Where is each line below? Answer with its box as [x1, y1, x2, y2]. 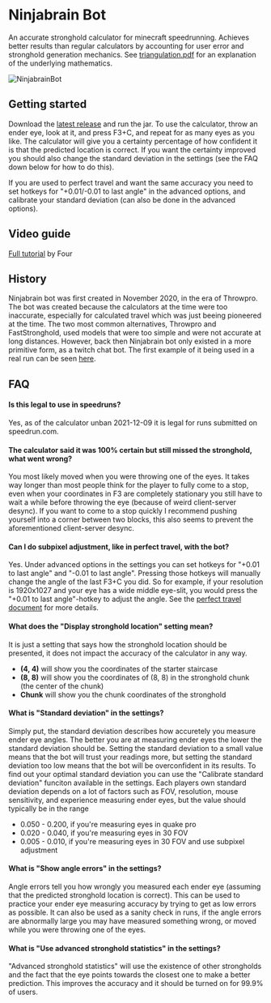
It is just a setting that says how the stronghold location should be [8, 639, 227, 649]
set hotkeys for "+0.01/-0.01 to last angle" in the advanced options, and [8, 186, 246, 196]
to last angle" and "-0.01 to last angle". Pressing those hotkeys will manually [8, 569, 261, 578]
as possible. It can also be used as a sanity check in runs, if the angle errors [8, 907, 261, 917]
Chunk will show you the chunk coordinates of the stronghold [19, 689, 227, 699]
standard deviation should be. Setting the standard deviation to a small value [8, 743, 264, 753]
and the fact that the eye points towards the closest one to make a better [8, 970, 251, 980]
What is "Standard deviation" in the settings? [8, 708, 164, 718]
